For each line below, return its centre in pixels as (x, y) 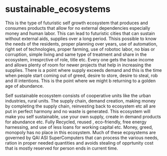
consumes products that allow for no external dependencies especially (78, 28)
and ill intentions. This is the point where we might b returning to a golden (80, 81)
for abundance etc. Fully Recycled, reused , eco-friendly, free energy (76, 122)
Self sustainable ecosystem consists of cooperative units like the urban (78, 96)
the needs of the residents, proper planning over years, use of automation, (81, 44)
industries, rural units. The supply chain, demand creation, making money (80, 101)
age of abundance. (24, 86)
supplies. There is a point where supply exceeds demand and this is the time (83, 70)
